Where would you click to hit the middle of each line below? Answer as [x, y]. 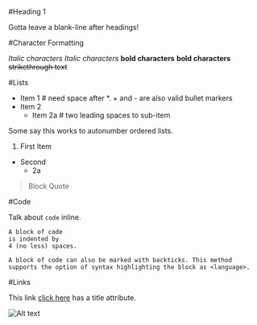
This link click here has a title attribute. [73, 298]
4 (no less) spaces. [43, 246]
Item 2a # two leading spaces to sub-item [101, 115]
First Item [36, 146]
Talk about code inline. [45, 217]
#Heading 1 [27, 12]
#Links [19, 282]
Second [33, 162]
